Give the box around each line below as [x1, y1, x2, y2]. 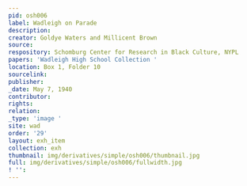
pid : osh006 [8, 11, 47, 20]
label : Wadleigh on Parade [8, 19, 97, 27]
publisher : [8, 78, 44, 85]
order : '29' [8, 129, 47, 137]
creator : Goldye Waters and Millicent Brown [8, 33, 158, 42]
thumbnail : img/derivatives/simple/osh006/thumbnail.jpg [8, 151, 200, 159]
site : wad [8, 122, 41, 130]
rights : [8, 100, 34, 108]
